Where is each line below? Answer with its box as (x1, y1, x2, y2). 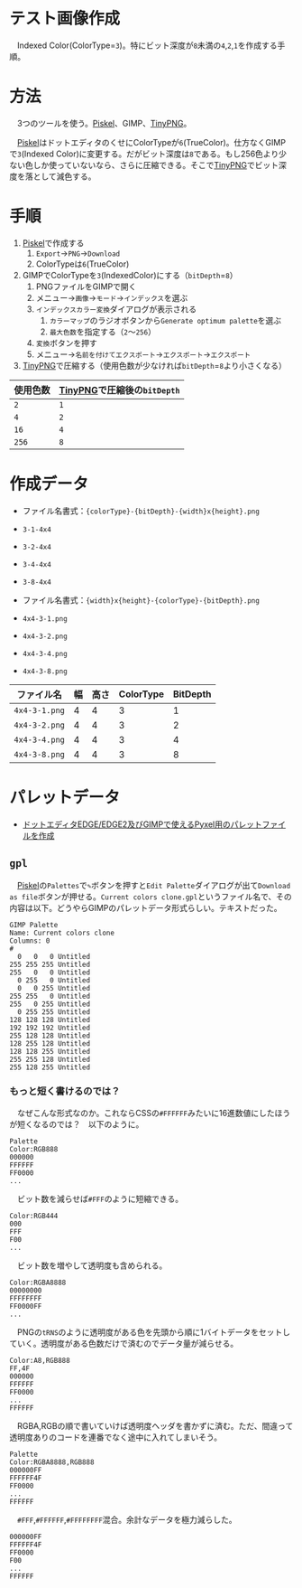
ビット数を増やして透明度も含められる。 (16, 1260, 168, 1271)
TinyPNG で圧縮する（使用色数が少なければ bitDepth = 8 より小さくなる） (22, 360, 287, 371)
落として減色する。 (24, 171, 96, 182)
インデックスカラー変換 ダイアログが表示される (35, 304, 197, 315)
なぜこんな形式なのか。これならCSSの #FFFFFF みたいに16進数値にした (16, 1107, 275, 1118)
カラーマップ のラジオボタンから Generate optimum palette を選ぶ (49, 315, 282, 325)
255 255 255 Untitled (9, 960, 91, 969)
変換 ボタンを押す (35, 337, 97, 348)
